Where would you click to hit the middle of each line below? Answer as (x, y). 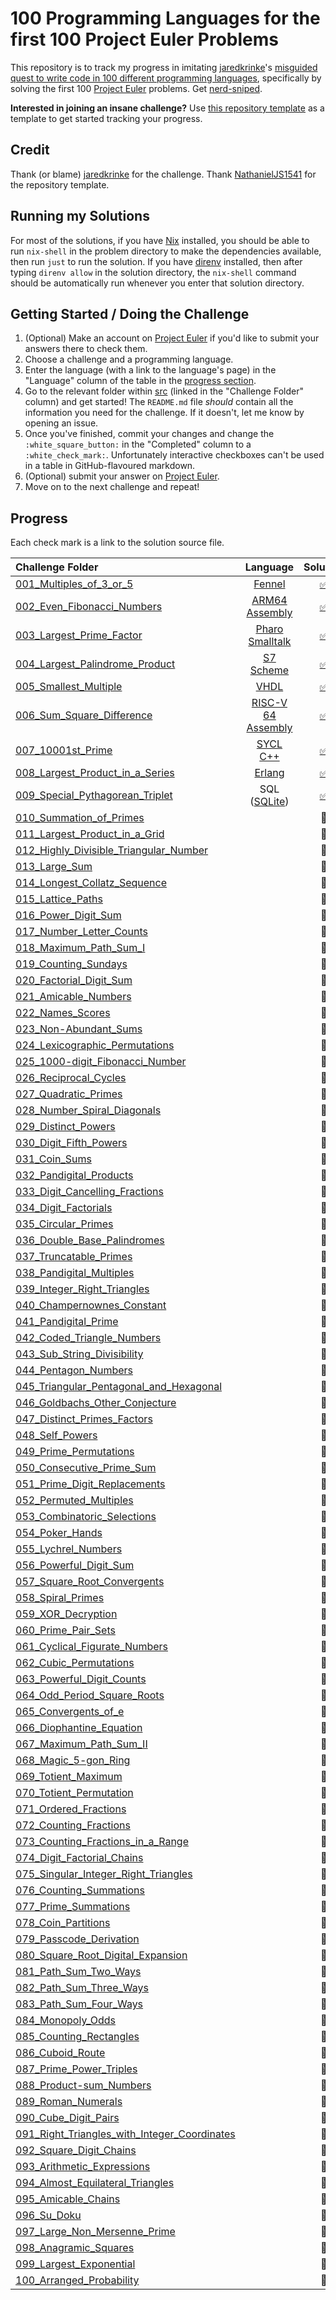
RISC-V (269, 703)
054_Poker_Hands (59, 1533)
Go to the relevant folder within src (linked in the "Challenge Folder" (164, 391)
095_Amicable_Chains (68, 2199)
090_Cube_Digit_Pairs (67, 2118)
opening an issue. (61, 423)
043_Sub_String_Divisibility (79, 1354)
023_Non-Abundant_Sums (79, 1029)
